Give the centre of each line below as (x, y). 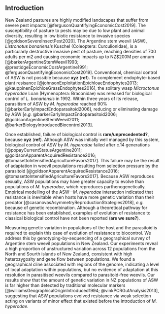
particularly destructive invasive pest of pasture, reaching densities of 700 (81, 51)
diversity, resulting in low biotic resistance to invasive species (68, 35)
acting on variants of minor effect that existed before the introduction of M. (81, 301)
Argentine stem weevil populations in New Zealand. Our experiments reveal (82, 243)
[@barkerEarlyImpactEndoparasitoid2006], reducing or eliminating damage (82, 109)
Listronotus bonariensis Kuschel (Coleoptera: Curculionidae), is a (71, 46)
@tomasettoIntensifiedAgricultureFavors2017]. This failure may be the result (82, 160)
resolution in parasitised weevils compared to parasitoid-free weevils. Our (80, 275)
